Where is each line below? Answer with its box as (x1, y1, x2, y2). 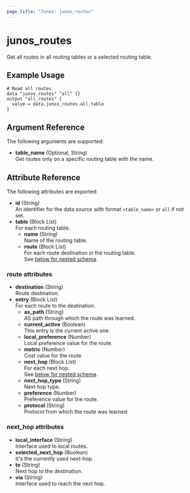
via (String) (15, 474, 43, 481)
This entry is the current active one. (23, 327, 110, 335)
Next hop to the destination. (15, 467, 83, 474)
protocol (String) (23, 402, 65, 409)
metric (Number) (23, 346, 65, 353)
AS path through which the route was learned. (23, 315, 135, 322)
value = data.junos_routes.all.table (12, 101, 104, 107)
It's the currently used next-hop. (15, 455, 94, 462)
